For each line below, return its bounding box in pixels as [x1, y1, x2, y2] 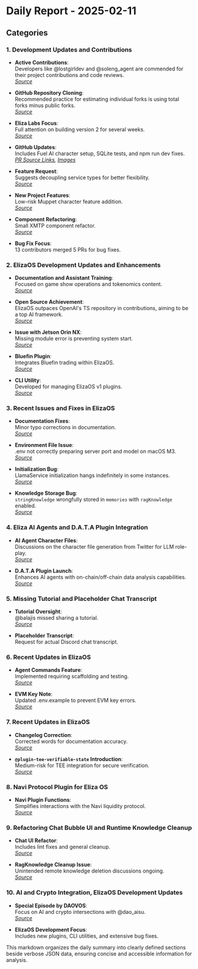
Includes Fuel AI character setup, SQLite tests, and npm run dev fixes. [14, 150, 185, 157]
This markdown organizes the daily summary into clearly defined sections [6, 944, 186, 951]
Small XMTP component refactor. [14, 222, 96, 229]
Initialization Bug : [14, 466, 59, 473]
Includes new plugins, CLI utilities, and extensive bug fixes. [14, 932, 158, 939]
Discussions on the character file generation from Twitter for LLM [14, 543, 174, 550]
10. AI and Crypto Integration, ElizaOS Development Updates [6, 888, 183, 897]
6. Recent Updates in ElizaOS [6, 653, 91, 661]
